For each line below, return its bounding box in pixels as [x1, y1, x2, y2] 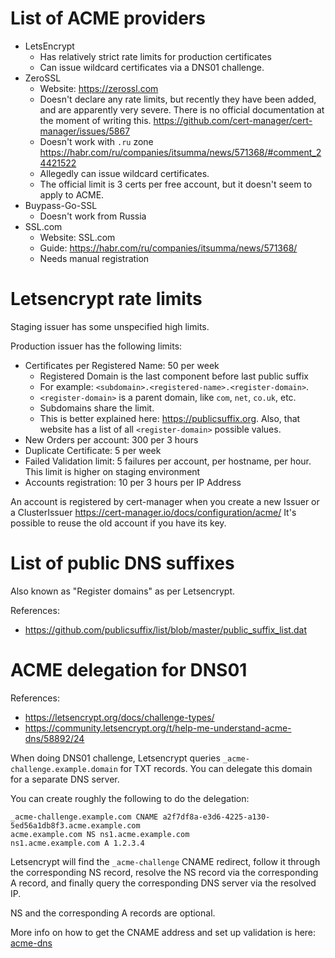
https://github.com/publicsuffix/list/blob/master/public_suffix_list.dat [24, 623, 307, 636]
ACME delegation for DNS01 [10, 659, 248, 681]
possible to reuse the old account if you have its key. [10, 517, 227, 529]
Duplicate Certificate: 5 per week [24, 444, 162, 456]
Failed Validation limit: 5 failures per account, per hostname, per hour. [24, 455, 312, 467]
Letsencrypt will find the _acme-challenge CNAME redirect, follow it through [10, 855, 321, 867]
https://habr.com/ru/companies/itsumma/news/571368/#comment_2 [39, 146, 322, 158]
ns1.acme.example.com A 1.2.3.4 [10, 838, 145, 848]
